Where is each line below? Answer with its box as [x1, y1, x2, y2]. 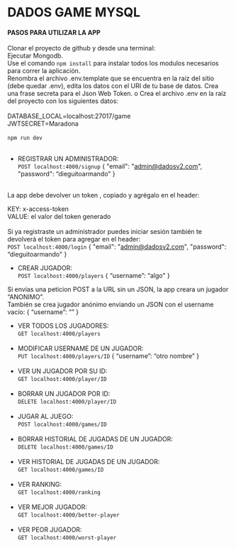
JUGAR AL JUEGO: [17, 412, 74, 421]
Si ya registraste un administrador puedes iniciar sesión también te [7, 227, 202, 236]
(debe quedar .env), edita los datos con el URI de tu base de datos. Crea [7, 82, 218, 90]
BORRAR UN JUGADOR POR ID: [17, 389, 111, 398]
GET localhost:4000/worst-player [17, 534, 117, 542]
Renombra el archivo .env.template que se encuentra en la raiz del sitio [7, 74, 215, 82]
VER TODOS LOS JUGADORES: [17, 321, 109, 331]
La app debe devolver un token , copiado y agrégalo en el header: [7, 191, 200, 200]
